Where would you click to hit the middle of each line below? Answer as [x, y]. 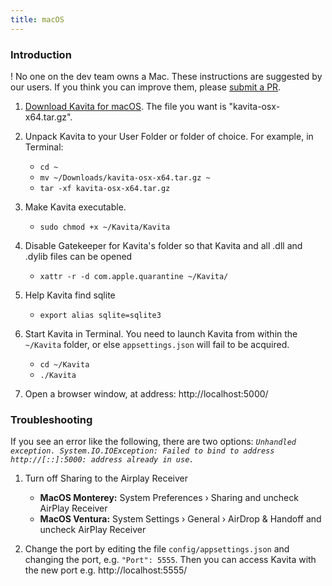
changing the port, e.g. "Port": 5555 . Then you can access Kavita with [170, 560]
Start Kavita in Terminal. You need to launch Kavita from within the [161, 333]
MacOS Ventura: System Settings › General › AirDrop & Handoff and [180, 519]
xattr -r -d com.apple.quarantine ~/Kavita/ [134, 276]
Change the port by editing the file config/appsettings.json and [157, 549]
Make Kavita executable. [75, 207]
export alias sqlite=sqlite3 [100, 315]
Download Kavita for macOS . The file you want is [125, 106]
